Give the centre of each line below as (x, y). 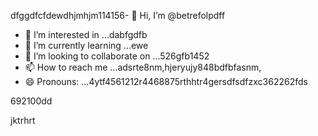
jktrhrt (23, 120)
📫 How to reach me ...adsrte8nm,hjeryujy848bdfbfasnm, (143, 67)
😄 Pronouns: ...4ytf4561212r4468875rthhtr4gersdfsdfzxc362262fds (166, 81)
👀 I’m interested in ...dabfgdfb (86, 34)
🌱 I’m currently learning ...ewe (86, 45)
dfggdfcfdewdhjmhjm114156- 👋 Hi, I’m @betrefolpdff (118, 15)
